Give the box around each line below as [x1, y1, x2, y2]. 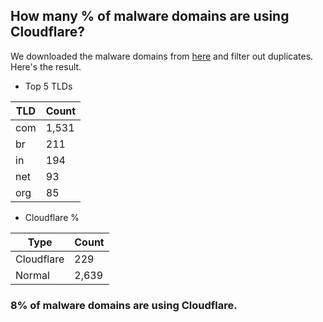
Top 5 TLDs [24, 80, 73, 92]
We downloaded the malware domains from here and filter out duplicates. [10, 50, 314, 62]
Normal [15, 268, 50, 282]
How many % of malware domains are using [10, 8, 290, 25]
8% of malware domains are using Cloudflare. [10, 298, 238, 312]
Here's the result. [10, 60, 82, 73]
